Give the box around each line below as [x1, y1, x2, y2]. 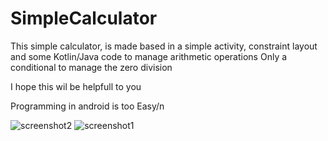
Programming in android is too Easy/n [10, 100, 165, 112]
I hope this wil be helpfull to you [10, 80, 142, 92]
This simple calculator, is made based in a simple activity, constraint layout [10, 40, 318, 52]
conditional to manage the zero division [10, 61, 173, 73]
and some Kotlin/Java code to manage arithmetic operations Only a [10, 50, 288, 62]
